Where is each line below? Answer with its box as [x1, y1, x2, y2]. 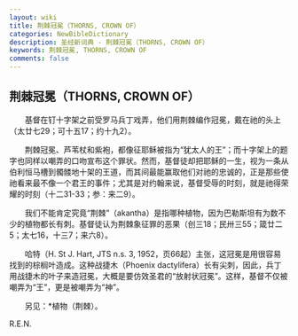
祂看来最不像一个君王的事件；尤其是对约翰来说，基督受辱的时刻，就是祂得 [9, 177, 281, 188]
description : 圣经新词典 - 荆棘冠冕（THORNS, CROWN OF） [9, 37, 209, 47]
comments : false [9, 54, 69, 63]
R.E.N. [9, 318, 33, 329]
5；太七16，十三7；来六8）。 [9, 230, 114, 240]
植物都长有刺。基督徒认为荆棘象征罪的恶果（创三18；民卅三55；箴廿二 [24, 218, 283, 229]
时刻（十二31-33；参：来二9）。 [24, 188, 140, 199]
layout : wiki [9, 12, 58, 22]
